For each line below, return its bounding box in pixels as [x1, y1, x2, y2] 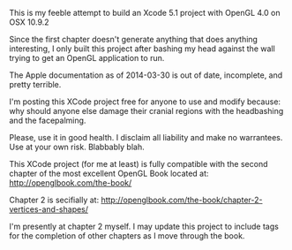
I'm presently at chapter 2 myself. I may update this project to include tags [9, 221, 280, 231]
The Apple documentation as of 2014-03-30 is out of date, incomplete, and [9, 70, 283, 80]
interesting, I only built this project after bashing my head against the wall [9, 43, 275, 54]
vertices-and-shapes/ [9, 204, 89, 215]
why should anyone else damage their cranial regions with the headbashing [9, 106, 284, 116]
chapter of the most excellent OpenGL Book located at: [9, 168, 209, 178]
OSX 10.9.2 [9, 17, 50, 27]
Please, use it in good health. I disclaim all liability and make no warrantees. [9, 133, 283, 142]
